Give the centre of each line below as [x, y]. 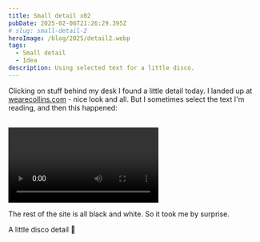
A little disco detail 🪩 [42, 229]
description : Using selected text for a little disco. [102, 68]
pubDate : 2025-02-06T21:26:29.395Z [68, 23]
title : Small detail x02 [50, 16]
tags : [17, 46]
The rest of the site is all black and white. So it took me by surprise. [119, 214]
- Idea [26, 61]
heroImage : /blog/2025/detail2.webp [69, 38]
